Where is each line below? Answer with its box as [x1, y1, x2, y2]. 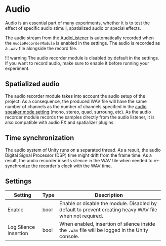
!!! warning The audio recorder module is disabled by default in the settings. [5, 55, 160, 61]
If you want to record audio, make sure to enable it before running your [5, 60, 149, 66]
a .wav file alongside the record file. [5, 45, 78, 51]
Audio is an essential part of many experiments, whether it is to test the [5, 20, 150, 26]
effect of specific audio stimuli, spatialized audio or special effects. [5, 25, 141, 31]
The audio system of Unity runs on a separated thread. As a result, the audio [5, 147, 161, 153]
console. [59, 233, 80, 240]
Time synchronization [5, 134, 74, 142]
